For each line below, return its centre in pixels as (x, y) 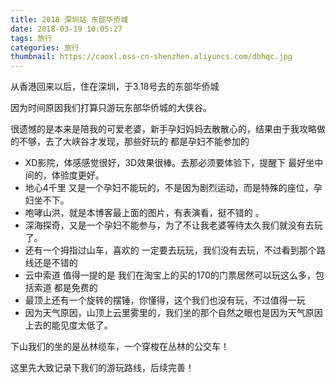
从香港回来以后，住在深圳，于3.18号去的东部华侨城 (115, 87)
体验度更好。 (78, 175)
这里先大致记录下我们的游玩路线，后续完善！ (102, 368)
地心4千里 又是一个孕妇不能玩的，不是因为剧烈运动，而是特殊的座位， (169, 188)
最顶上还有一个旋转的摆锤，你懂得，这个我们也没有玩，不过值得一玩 (165, 300)
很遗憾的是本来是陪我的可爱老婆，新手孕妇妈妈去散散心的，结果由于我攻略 (163, 129)
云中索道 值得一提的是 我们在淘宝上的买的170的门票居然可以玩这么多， (170, 275)
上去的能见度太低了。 (68, 325)
